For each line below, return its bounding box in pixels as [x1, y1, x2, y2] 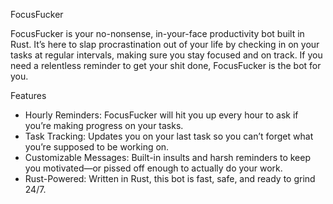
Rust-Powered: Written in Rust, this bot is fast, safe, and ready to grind [24, 173, 316, 184]
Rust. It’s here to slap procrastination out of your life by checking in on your [10, 39, 320, 50]
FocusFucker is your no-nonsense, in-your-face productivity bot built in [10, 28, 305, 39]
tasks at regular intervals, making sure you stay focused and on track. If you [10, 49, 323, 61]
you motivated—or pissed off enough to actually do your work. [24, 162, 283, 174]
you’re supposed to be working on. [24, 141, 170, 153]
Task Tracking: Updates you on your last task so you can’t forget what [24, 130, 314, 142]
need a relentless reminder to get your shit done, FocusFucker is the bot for [10, 60, 322, 71]
